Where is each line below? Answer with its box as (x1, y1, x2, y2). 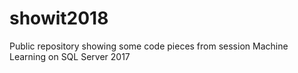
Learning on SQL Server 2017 (9, 50, 131, 62)
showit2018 (9, 7, 109, 30)
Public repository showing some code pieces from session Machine (9, 40, 289, 52)
